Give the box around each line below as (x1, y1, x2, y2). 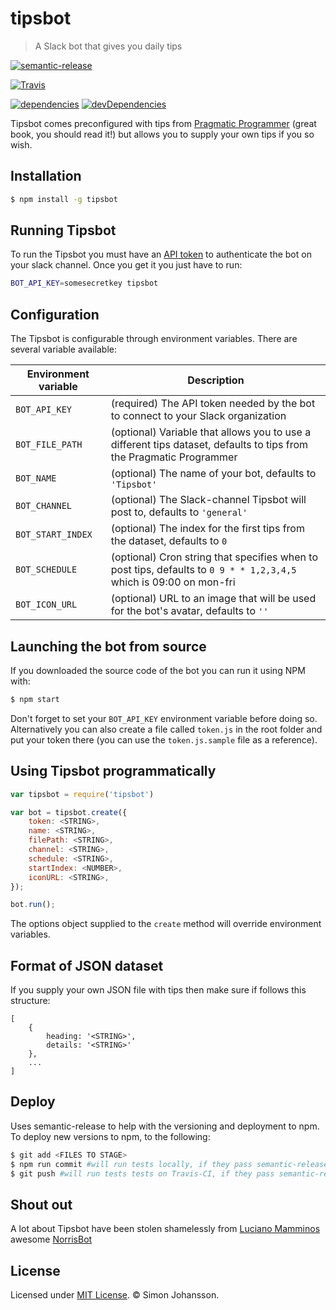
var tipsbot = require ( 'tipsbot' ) (10, 789, 155, 799)
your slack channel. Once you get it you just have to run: (10, 259, 243, 271)
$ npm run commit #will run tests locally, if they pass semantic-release (10, 1159, 329, 1169)
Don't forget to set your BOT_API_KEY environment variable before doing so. (10, 712, 318, 724)
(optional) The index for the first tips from (110, 522, 305, 536)
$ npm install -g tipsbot (10, 194, 118, 204)
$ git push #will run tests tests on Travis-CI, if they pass (10, 1168, 275, 1179)
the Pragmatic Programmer (110, 450, 238, 464)
